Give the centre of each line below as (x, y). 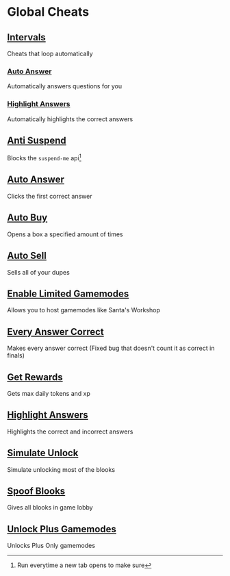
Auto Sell (27, 256)
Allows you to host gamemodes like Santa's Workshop (84, 310)
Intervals (26, 37)
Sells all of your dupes (38, 272)
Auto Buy (27, 217)
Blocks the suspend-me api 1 (44, 158)
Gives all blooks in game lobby (50, 508)
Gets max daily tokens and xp (49, 393)
